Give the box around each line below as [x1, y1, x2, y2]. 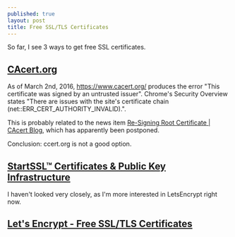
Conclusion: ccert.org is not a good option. [7, 139, 132, 149]
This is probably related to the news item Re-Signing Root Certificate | [7, 118, 211, 127]
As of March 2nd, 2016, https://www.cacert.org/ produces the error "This [7, 82, 220, 91]
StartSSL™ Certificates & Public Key [7, 160, 167, 172]
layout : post [7, 17, 46, 24]
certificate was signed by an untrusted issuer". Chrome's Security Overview [7, 90, 228, 98]
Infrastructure [7, 171, 71, 183]
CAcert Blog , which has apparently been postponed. [7, 126, 160, 134]
